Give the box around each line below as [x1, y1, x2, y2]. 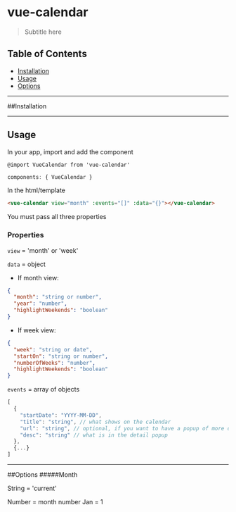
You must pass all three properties [7, 213, 107, 221]
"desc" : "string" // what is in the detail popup [20, 431, 169, 439]
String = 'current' [7, 484, 58, 493]
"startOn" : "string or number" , [13, 353, 109, 360]
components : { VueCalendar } [7, 173, 93, 180]
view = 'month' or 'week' [7, 246, 79, 254]
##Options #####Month [7, 470, 78, 479]
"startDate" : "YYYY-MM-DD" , [20, 411, 102, 419]
